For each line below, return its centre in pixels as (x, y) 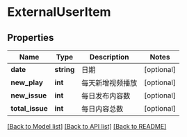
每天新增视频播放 (109, 83)
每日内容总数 (102, 109)
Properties (31, 38)
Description (109, 57)
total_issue (29, 108)
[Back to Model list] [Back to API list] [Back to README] (87, 126)
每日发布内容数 (106, 96)
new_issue (29, 95)
